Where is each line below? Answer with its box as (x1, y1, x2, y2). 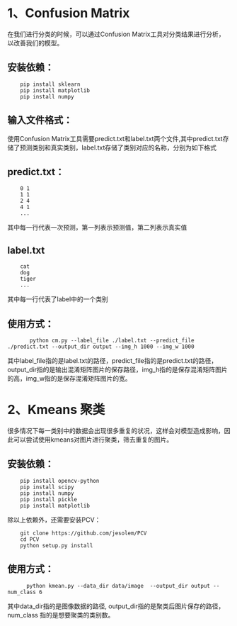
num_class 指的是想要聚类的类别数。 (7, 610, 115, 619)
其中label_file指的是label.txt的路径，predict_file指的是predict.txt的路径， (7, 357, 218, 364)
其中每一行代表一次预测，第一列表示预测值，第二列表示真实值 (7, 223, 187, 232)
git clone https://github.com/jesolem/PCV (20, 530, 147, 537)
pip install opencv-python (20, 477, 100, 484)
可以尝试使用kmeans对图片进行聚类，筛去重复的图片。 (13, 435, 173, 444)
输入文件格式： (7, 114, 73, 126)
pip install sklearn (20, 81, 81, 88)
